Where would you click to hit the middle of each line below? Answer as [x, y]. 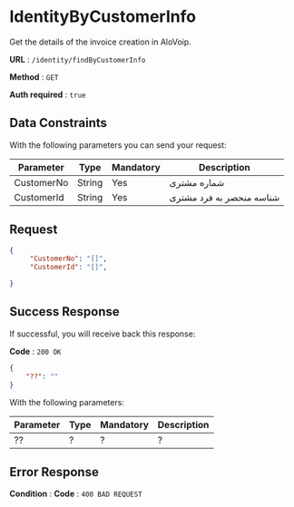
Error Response [54, 472]
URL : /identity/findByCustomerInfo [78, 59]
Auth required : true [48, 94]
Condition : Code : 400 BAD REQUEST [76, 494]
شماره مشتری [197, 182]
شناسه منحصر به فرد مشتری [225, 197]
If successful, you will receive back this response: [103, 334]
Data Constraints [58, 123]
